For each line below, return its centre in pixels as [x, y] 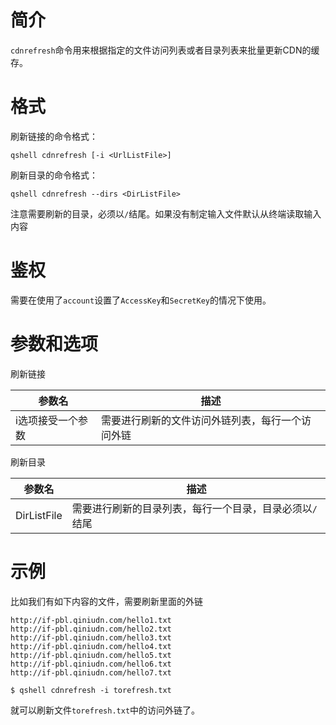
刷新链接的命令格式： [54, 136]
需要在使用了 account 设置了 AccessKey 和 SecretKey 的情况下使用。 [141, 300]
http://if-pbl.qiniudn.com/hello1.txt [91, 620]
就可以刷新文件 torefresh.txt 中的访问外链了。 [105, 710]
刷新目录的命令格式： [54, 175]
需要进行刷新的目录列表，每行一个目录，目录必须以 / [194, 508]
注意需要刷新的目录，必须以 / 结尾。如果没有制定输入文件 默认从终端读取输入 [166, 213]
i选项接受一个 [46, 420]
